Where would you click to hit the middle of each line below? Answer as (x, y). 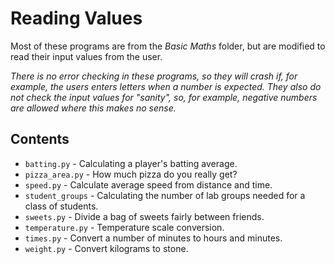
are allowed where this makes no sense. (93, 108)
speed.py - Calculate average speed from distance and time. (148, 184)
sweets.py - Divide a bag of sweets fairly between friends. (144, 216)
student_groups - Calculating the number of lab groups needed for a (165, 195)
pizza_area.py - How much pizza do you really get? (131, 174)
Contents (40, 139)
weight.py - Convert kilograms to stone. (106, 248)
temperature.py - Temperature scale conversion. (124, 227)
